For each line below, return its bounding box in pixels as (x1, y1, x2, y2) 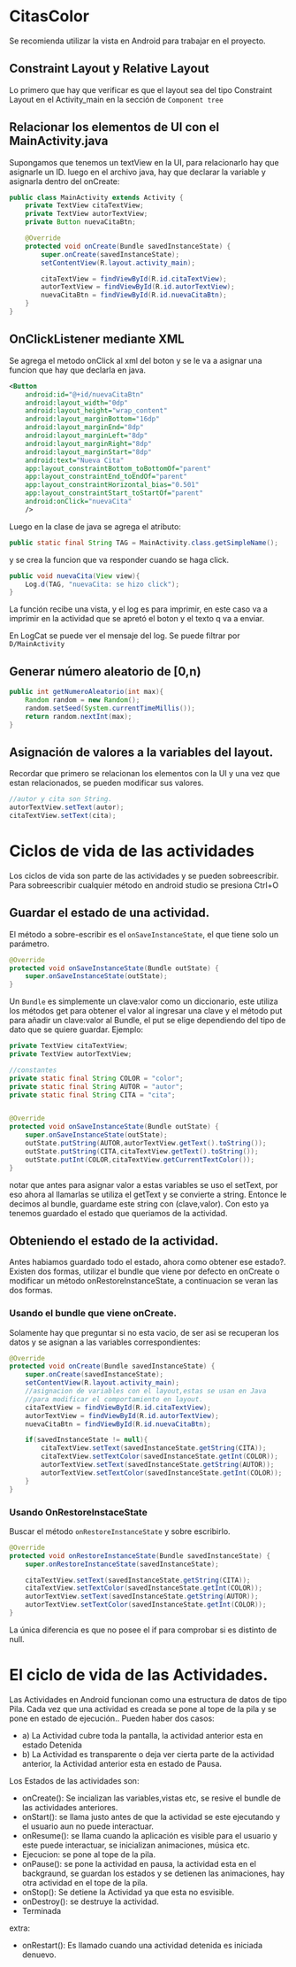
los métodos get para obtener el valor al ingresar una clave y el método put (9, 1006, 283, 1016)
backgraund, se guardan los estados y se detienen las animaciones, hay (21, 1868, 285, 1878)
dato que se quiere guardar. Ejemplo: (9, 1024, 144, 1035)
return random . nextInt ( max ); (25, 712, 133, 721)
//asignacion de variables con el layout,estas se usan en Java (25, 1387, 267, 1396)
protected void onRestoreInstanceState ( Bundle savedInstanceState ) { (9, 1551, 271, 1560)
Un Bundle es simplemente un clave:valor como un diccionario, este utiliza (9, 996, 278, 1007)
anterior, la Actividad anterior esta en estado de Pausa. (21, 1758, 223, 1769)
